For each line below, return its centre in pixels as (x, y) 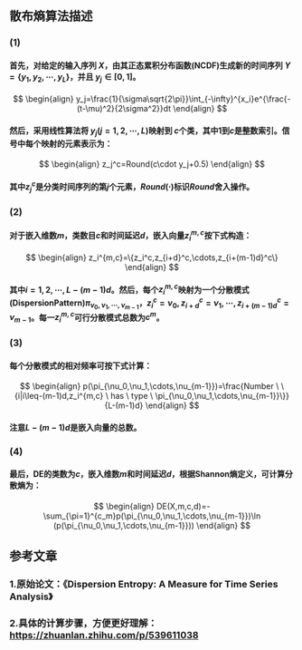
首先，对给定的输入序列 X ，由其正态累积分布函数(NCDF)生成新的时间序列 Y (150, 65)
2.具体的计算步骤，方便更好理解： (84, 624)
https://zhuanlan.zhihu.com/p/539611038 (104, 635)
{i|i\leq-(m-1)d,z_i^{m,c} (59, 396)
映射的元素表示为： (76, 143)
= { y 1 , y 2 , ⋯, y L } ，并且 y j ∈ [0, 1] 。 (75, 78)
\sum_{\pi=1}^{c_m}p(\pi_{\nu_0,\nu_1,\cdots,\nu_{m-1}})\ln (152, 516)
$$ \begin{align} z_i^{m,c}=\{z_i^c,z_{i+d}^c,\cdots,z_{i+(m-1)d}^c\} (152, 257)
